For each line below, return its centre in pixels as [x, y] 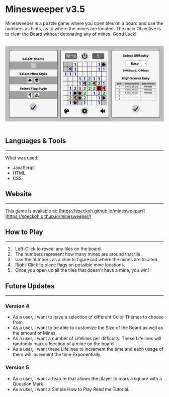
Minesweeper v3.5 [45, 9]
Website [18, 194]
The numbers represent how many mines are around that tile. [78, 254]
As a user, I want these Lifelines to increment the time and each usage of [88, 349]
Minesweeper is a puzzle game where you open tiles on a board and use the [84, 23]
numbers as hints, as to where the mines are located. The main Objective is [83, 28]
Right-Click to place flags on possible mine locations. [70, 265]
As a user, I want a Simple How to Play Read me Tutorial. [71, 389]
